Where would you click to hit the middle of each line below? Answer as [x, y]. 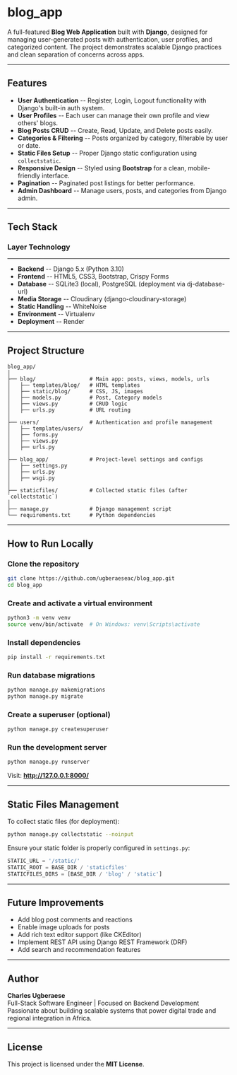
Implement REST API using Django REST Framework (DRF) [102, 942]
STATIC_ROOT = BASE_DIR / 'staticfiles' [68, 867]
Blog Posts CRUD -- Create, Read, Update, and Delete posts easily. [115, 130]
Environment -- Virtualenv [56, 314]
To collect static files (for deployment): [63, 822]
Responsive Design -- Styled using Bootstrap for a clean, [102, 168]
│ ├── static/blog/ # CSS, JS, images [75, 392]
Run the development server [57, 748]
